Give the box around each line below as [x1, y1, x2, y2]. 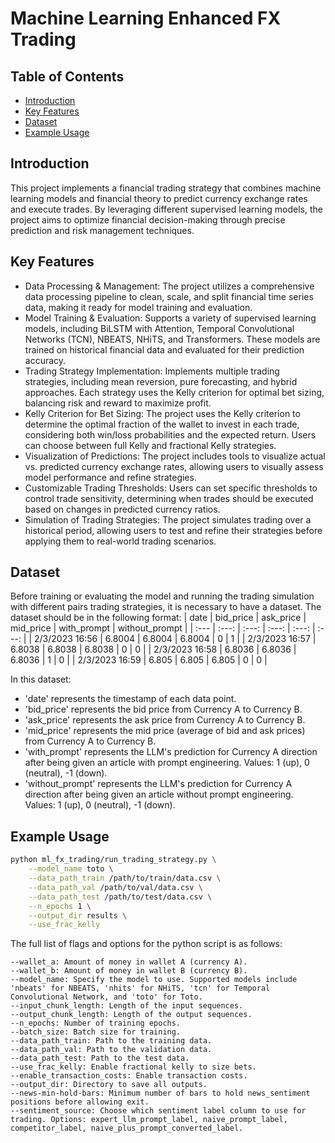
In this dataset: [10, 673, 72, 686]
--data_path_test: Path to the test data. [10, 1053, 190, 1064]
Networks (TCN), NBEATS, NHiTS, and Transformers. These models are [24, 333, 321, 345]
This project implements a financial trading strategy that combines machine [10, 182, 322, 194]
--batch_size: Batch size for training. [10, 1027, 182, 1037]
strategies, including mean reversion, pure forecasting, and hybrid [24, 375, 298, 387]
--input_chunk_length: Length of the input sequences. [10, 1001, 244, 1011]
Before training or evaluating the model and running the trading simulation [10, 590, 315, 602]
